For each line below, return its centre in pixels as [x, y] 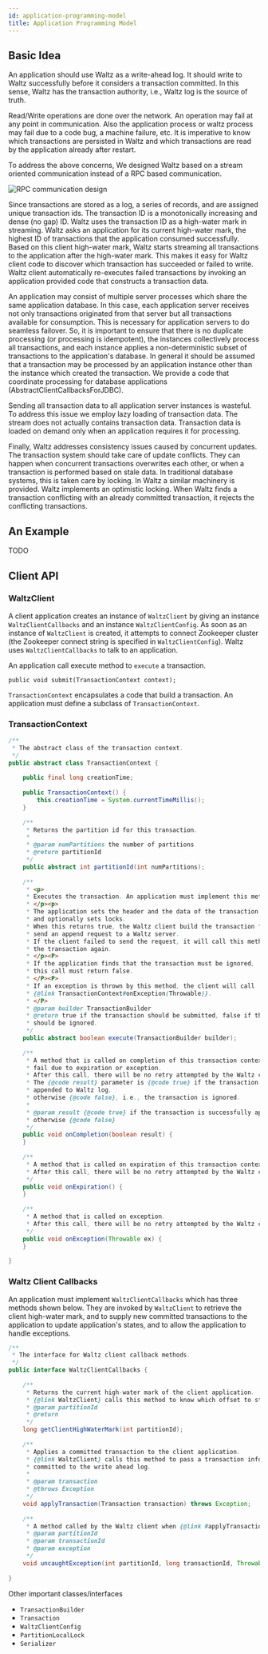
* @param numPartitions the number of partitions [110, 845]
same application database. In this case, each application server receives [129, 306]
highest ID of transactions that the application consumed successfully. [124, 239]
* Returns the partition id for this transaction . [112, 830]
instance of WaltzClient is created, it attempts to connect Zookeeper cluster [134, 633]
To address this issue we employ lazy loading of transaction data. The [123, 414]
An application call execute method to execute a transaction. [107, 665]
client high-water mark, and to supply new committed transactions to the [128, 1316]
